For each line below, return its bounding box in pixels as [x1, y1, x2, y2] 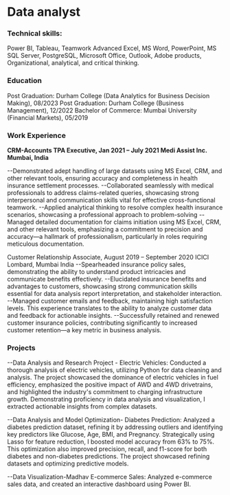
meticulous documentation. [7, 240, 84, 248]
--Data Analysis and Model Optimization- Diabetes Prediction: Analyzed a [7, 416, 215, 424]
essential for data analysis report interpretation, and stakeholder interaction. [7, 290, 222, 298]
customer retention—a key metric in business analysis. [7, 326, 162, 334]
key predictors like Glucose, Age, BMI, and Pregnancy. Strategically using [7, 430, 215, 439]
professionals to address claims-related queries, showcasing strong [7, 189, 199, 197]
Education [7, 76, 43, 86]
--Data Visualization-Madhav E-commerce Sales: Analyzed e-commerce [7, 473, 213, 481]
